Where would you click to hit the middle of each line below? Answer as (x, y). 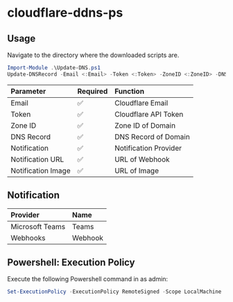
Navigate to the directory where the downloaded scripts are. (93, 55)
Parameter (28, 91)
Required (93, 91)
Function (129, 91)
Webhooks (28, 237)
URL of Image (137, 170)
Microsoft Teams (38, 226)
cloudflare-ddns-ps (65, 13)
